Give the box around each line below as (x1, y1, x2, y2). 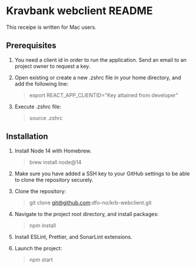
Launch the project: (14, 244, 62, 251)
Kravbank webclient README (6, 4, 153, 18)
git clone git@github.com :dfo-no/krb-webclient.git (29, 199, 152, 206)
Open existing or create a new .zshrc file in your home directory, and (14, 74, 181, 81)
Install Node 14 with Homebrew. (14, 147, 92, 154)
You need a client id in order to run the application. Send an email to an (14, 56, 187, 63)
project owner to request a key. (14, 62, 91, 69)
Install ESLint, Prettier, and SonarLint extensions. (14, 233, 132, 240)
